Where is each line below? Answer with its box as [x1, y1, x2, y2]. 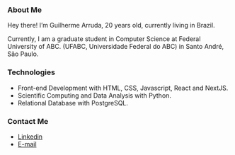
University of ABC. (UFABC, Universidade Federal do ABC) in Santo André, [7, 42, 224, 51]
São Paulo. [7, 50, 39, 58]
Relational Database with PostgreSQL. [17, 98, 129, 107]
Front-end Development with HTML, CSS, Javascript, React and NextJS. [17, 84, 229, 92]
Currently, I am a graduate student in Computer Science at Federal [7, 35, 201, 43]
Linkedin [17, 132, 43, 141]
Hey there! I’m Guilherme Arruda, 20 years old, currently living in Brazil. [7, 21, 215, 30]
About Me [7, 5, 42, 15]
